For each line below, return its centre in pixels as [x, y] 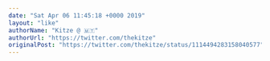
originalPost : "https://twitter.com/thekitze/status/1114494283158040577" [136, 45]
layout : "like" [34, 23]
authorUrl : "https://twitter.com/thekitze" [82, 38]
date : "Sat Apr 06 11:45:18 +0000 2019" [77, 15]
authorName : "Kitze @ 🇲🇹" [53, 30]
